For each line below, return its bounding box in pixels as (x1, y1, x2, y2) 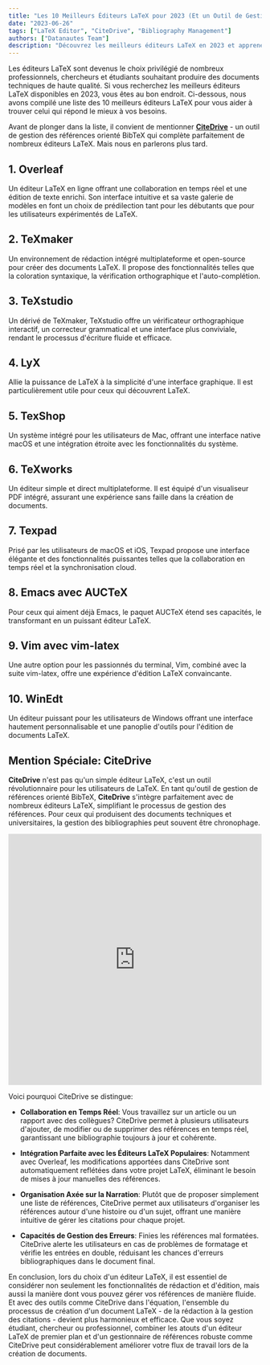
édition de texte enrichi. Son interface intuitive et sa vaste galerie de (8, 192, 234, 202)
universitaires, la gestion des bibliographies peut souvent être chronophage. (8, 818, 261, 828)
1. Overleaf (8, 162, 64, 176)
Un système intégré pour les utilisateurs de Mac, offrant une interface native (8, 431, 261, 441)
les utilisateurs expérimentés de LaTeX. (8, 209, 138, 219)
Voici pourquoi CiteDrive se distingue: (8, 1092, 133, 1101)
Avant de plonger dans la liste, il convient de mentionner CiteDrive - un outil (8, 122, 260, 132)
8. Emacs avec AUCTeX (8, 586, 129, 600)
